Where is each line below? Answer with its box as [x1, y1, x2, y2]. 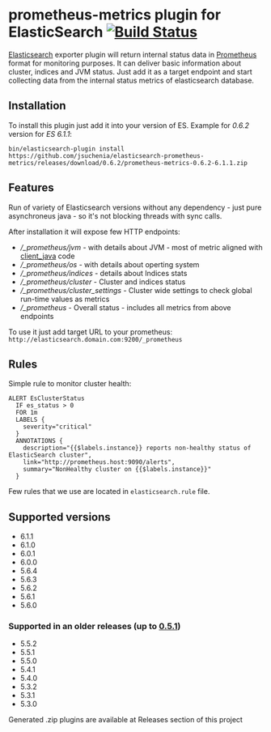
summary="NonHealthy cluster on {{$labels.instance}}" [23, 466, 212, 474]
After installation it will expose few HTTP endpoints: [8, 227, 180, 236]
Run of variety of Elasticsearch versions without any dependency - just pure [8, 202, 262, 212]
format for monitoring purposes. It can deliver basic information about [8, 58, 241, 68]
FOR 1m [15, 409, 38, 417]
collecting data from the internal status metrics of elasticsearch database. [8, 75, 255, 85]
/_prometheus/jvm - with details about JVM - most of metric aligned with [19, 242, 263, 252]
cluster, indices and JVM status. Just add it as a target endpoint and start [8, 66, 252, 76]
